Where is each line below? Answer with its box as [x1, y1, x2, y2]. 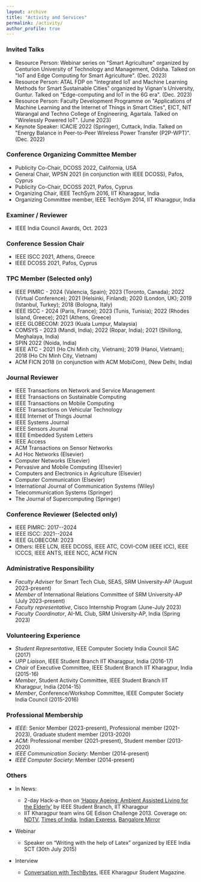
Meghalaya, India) [14, 332, 59, 340]
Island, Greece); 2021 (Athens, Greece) [14, 313, 112, 321]
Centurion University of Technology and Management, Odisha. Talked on [14, 65, 196, 73]
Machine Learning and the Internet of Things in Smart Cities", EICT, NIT [14, 103, 191, 111]
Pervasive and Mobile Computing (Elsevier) [14, 463, 122, 471]
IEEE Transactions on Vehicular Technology [14, 406, 123, 413]
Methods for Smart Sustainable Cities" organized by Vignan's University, [14, 85, 195, 92]
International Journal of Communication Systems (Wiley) [14, 482, 155, 490]
